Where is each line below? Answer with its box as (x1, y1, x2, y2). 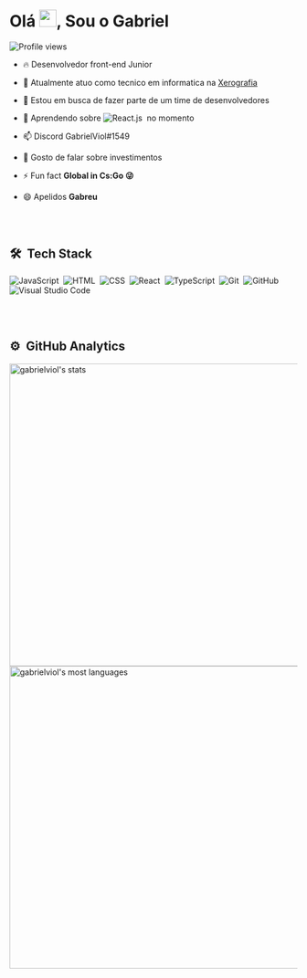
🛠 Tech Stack (9, 247, 93, 262)
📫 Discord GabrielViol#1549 (22, 131, 131, 142)
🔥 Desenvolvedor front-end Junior (22, 58, 153, 69)
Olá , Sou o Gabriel (9, 11, 169, 32)
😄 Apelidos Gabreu (22, 191, 98, 202)
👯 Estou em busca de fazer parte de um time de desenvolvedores (22, 94, 270, 105)
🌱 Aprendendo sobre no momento (22, 112, 195, 123)
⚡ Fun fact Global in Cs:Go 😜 (22, 170, 134, 181)
